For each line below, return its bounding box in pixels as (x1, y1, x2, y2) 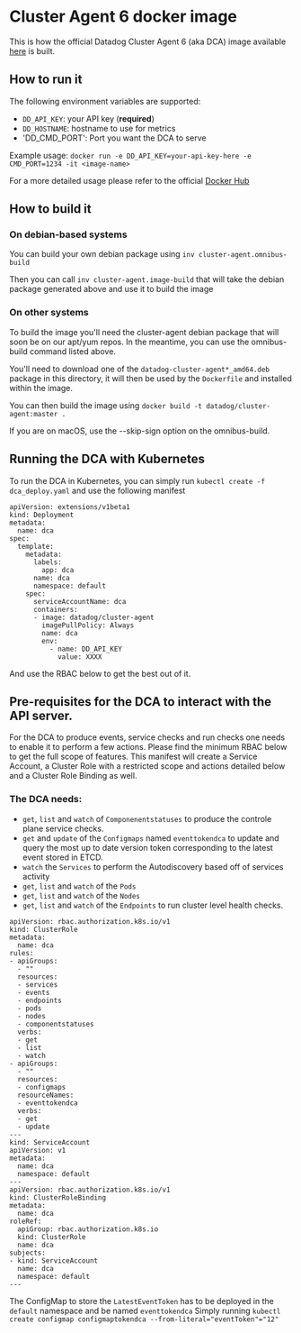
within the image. (9, 382, 74, 393)
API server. (9, 708, 74, 723)
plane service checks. (22, 823, 104, 834)
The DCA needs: (9, 793, 83, 806)
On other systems (9, 306, 90, 319)
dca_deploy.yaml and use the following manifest (9, 485, 186, 496)
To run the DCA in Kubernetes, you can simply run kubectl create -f (9, 475, 265, 486)
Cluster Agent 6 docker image (9, 6, 238, 27)
